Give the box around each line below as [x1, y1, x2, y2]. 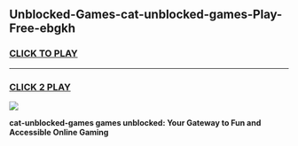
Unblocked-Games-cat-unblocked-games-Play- [9, 7, 283, 22]
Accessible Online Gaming [9, 127, 109, 137]
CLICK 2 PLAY [9, 81, 71, 93]
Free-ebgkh [9, 21, 76, 36]
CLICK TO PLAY [9, 48, 78, 60]
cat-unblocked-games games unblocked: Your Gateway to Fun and [9, 117, 262, 127]
